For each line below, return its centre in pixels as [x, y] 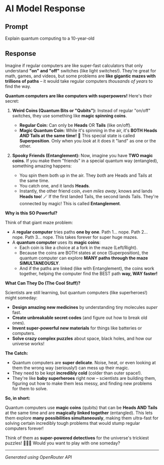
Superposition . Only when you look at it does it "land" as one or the [88, 140]
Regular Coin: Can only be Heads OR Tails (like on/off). [75, 125]
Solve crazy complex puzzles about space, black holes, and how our [82, 338]
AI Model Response [45, 9]
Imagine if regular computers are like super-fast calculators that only [74, 65]
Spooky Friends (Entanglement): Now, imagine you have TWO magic [82, 155]
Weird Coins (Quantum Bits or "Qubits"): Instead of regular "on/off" [81, 110]
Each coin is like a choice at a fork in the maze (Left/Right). [79, 247]
